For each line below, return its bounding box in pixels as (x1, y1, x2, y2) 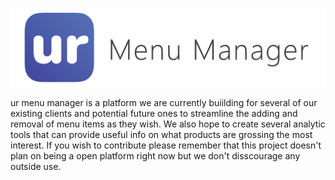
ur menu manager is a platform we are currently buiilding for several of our (10, 97, 318, 108)
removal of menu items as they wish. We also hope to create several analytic (10, 118, 326, 130)
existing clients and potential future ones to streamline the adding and (10, 108, 298, 119)
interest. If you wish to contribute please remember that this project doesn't (10, 139, 322, 151)
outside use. (10, 161, 62, 172)
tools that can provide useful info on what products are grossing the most (10, 129, 313, 140)
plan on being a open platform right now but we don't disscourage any (10, 150, 301, 162)
